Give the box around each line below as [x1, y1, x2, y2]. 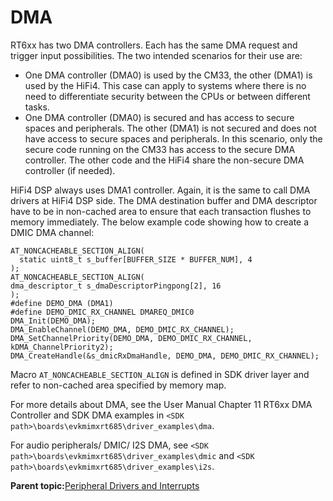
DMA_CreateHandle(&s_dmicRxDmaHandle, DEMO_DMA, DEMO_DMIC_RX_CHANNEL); [10, 351, 320, 361]
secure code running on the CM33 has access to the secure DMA [24, 143, 296, 155]
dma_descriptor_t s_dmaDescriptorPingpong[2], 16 [10, 281, 222, 291]
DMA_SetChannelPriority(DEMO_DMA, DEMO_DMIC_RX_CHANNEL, [10, 333, 253, 343]
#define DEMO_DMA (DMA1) [10, 298, 114, 308]
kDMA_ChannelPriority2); [10, 342, 114, 352]
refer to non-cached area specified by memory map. [10, 379, 227, 391]
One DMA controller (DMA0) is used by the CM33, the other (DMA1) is [24, 69, 313, 81]
